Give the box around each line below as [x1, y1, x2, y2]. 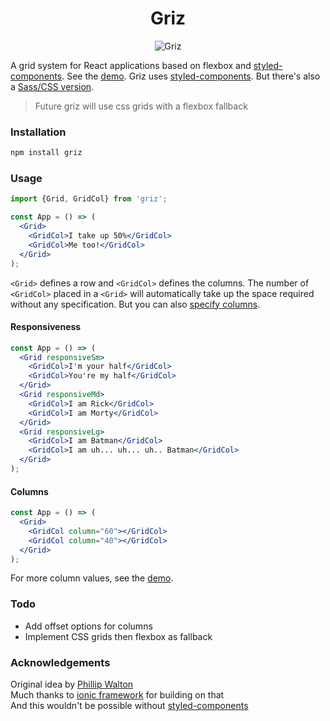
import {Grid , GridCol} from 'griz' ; [10, 194, 168, 204]
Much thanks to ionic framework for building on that [10, 689, 225, 701]
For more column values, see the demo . [10, 572, 174, 584]
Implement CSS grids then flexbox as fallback [24, 630, 213, 642]
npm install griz [10, 148, 83, 158]
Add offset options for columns [24, 620, 153, 632]
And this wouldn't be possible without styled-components [10, 700, 249, 712]
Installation [10, 125, 67, 139]
